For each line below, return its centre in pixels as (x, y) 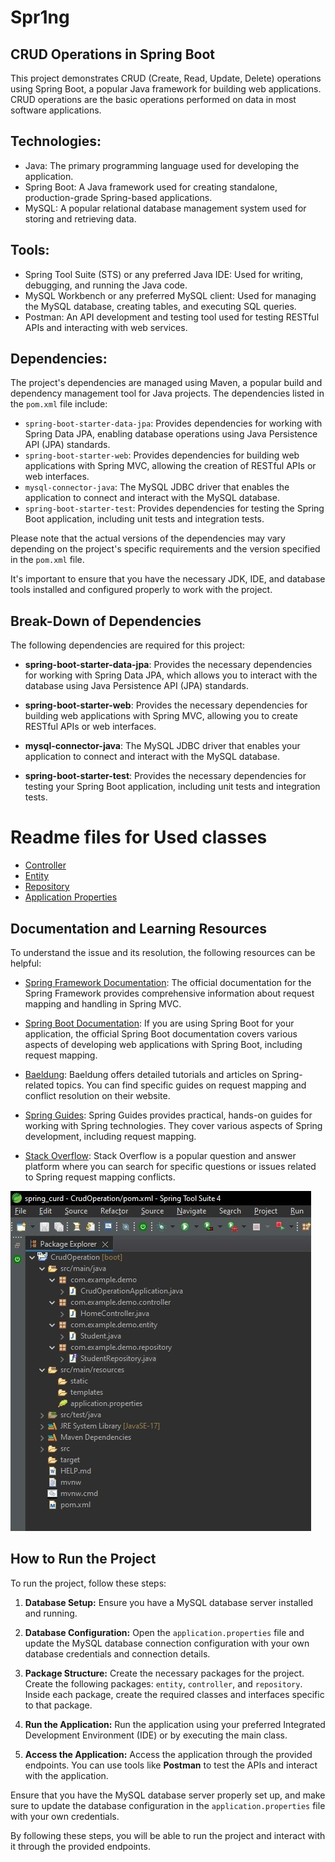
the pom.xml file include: (59, 404)
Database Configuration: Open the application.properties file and (164, 1632)
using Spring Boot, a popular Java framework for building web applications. (166, 89)
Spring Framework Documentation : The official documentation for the (168, 982)
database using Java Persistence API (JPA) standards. (136, 686)
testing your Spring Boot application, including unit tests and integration (172, 787)
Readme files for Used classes (139, 837)
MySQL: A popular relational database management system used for (165, 208)
